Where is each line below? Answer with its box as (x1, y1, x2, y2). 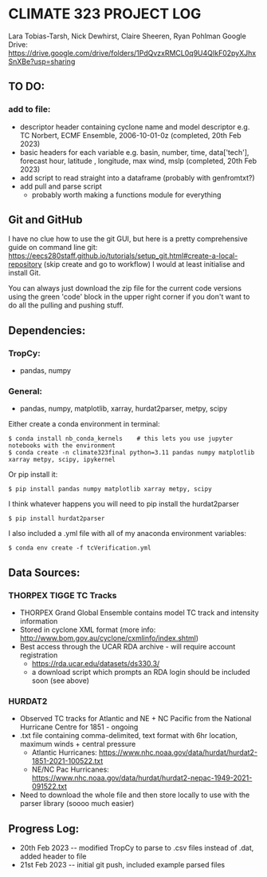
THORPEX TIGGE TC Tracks (8, 589, 117, 601)
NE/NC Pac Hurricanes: (31, 764, 109, 775)
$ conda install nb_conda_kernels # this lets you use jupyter (8, 435, 234, 443)
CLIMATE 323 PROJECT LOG (8, 5, 202, 23)
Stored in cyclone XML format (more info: (19, 625, 156, 635)
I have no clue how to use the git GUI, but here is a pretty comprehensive (8, 234, 249, 244)
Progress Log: (8, 822, 80, 835)
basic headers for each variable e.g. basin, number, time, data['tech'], (19, 147, 249, 157)
